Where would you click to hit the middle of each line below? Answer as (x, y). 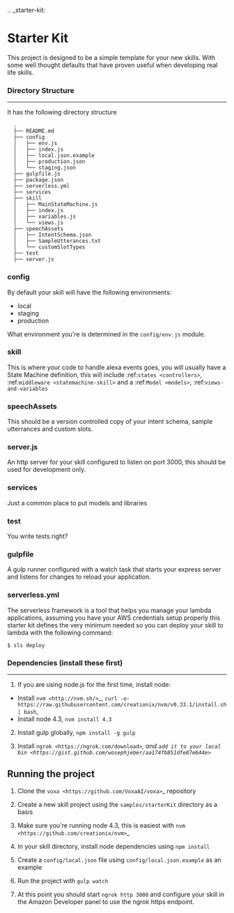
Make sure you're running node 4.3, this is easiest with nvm (101, 825)
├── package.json (39, 180)
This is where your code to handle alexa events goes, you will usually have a (117, 367)
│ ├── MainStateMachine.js (56, 205)
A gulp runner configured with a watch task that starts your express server (114, 570)
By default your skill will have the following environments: (89, 292)
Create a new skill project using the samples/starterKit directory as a (117, 804)
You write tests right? (38, 536)
